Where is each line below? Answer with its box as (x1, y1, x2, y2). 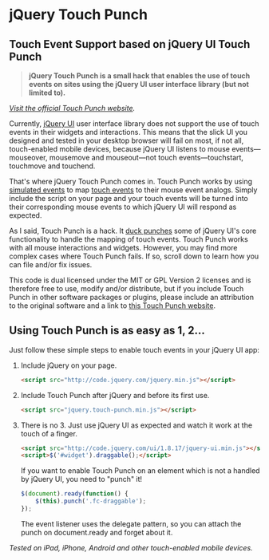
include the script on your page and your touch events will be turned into (9, 194, 248, 203)
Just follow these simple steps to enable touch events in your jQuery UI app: (9, 345, 260, 354)
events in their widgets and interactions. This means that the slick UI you (9, 128, 248, 136)
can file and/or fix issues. (9, 260, 93, 269)
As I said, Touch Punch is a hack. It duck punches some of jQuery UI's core (9, 226, 257, 235)
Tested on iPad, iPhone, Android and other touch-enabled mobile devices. (9, 542, 254, 552)
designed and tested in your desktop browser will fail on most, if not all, (9, 136, 244, 145)
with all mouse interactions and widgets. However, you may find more (9, 243, 238, 252)
